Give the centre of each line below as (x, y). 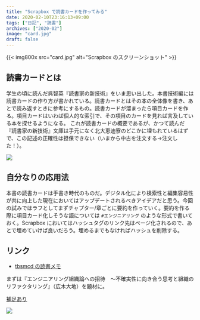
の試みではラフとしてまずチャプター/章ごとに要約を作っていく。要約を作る (98, 208)
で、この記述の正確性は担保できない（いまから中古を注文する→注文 (89, 138)
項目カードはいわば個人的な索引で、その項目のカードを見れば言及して (102, 116)
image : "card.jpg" (29, 34)
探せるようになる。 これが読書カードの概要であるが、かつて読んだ (103, 123)
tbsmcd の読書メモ (38, 266)
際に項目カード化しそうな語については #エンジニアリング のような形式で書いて (100, 215)
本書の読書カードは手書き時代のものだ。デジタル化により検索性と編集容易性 (100, 193)
